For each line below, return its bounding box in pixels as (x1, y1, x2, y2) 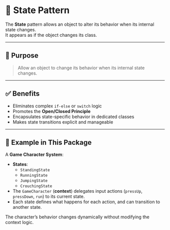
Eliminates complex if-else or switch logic (12, 103, 102, 109)
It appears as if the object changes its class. (5, 32, 97, 38)
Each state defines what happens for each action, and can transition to (12, 199, 160, 205)
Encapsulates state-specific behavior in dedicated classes (12, 113, 135, 120)
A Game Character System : (5, 151, 64, 158)
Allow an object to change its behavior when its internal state (17, 65, 145, 71)
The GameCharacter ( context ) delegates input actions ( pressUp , (12, 188, 143, 194)
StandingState (20, 167, 50, 173)
